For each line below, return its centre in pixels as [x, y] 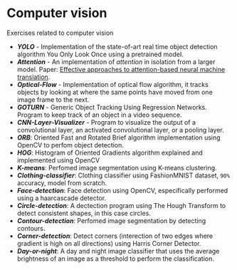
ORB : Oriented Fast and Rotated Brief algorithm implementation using [119, 137]
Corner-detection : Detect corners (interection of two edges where [115, 236]
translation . [33, 77]
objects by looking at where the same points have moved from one [115, 92]
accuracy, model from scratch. [62, 182]
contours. [31, 228]
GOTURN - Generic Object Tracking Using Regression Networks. [112, 107]
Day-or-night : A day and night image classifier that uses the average [118, 251]
